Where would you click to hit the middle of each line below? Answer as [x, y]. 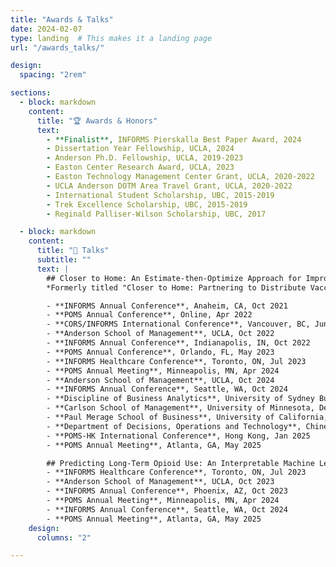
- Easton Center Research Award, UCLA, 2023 [140, 167]
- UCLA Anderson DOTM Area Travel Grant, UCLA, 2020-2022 [169, 186]
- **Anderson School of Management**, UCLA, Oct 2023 [160, 482]
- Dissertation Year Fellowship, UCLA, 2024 [140, 149]
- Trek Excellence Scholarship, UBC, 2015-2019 [147, 204]
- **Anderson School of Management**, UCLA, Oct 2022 [160, 334]
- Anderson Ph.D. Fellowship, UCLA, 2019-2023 [145, 158]
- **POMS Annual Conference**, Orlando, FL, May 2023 [160, 352]
